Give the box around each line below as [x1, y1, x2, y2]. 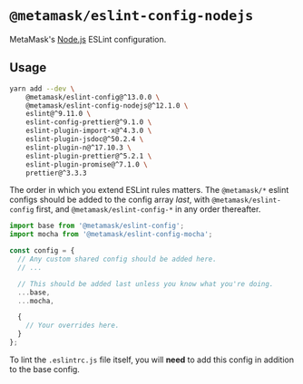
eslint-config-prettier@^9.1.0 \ [25, 118, 152, 127]
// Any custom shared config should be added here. [17, 254, 218, 264]
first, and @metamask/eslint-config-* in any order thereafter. [35, 204, 261, 215]
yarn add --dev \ [9, 84, 75, 93]
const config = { [9, 246, 75, 255]
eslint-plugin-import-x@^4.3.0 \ [25, 126, 152, 136]
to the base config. [9, 363, 80, 374]
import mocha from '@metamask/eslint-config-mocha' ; [9, 230, 213, 239]
